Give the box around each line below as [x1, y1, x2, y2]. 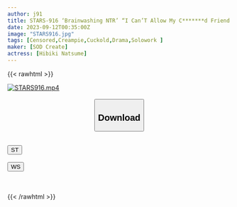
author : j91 [7, 10, 43, 18]
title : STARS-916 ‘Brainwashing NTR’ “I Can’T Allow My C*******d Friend [7, 17, 231, 24]
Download [98, 112, 140, 123]
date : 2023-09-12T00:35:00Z [7, 23, 91, 31]
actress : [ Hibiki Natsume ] [7, 51, 87, 58]
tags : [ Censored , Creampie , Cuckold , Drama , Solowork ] [7, 37, 163, 44]
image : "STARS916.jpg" [7, 30, 75, 38]
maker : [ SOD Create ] [7, 43, 69, 51]
